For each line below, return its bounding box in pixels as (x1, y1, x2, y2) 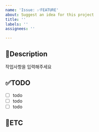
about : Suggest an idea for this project (5, 12, 94, 17)
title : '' (5, 17, 26, 22)
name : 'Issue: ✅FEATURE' (5, 7, 59, 13)
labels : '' (5, 21, 28, 27)
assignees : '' (5, 26, 36, 31)
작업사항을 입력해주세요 (5, 63, 52, 70)
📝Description (5, 49, 48, 58)
